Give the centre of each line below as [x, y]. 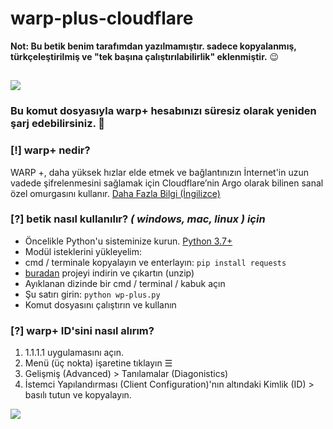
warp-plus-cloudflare [102, 18]
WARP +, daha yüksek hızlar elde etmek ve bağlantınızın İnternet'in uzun [160, 172]
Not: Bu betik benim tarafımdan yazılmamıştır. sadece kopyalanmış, [153, 46]
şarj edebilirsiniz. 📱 [58, 124]
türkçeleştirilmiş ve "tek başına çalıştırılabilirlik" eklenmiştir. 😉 [145, 56]
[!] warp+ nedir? [50, 150]
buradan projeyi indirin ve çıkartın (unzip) [109, 273]
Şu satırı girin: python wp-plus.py [92, 294]
